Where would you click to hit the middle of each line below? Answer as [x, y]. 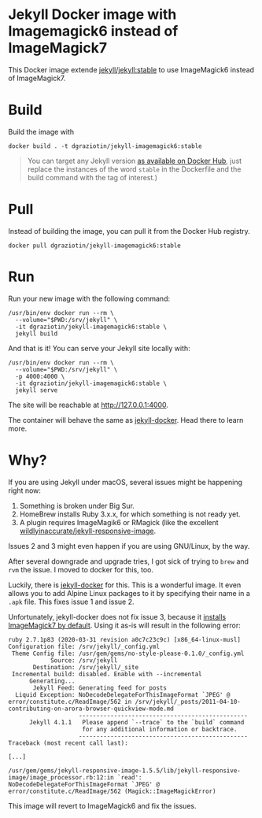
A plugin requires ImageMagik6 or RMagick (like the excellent [119, 522]
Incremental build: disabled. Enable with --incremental [107, 674]
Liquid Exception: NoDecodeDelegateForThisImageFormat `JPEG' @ [123, 694]
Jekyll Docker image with [92, 15]
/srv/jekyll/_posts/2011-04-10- [188, 701]
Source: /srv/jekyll [84, 660]
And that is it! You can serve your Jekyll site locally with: [99, 348]
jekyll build [37, 333]
